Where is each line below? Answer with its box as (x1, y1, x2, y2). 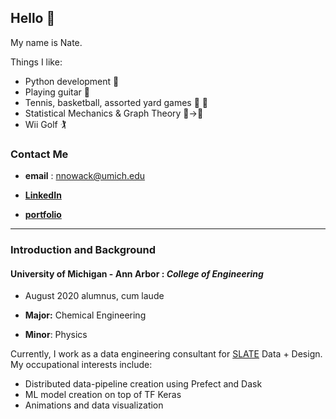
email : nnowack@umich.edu (24, 170, 146, 182)
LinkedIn (24, 189, 62, 201)
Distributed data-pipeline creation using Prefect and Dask (24, 378, 263, 390)
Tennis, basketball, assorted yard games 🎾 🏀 (24, 96, 208, 108)
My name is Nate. (10, 36, 83, 48)
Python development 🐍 (24, 75, 120, 87)
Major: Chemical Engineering (24, 309, 147, 321)
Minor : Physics (24, 329, 88, 341)
